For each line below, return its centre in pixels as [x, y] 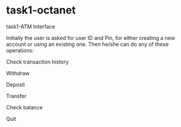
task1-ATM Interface [31, 26]
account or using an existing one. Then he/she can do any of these [88, 44]
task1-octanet [41, 10]
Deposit [16, 84]
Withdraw [18, 73]
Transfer [17, 96]
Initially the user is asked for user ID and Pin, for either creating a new [90, 38]
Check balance [24, 107]
